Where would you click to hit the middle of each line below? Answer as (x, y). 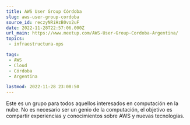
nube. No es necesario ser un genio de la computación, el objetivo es (89, 110)
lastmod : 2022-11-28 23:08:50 (43, 87)
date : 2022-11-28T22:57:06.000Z (45, 28)
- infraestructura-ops (36, 44)
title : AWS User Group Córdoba (44, 11)
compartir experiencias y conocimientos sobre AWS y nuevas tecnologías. (95, 116)
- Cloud (18, 65)
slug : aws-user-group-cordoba (43, 17)
